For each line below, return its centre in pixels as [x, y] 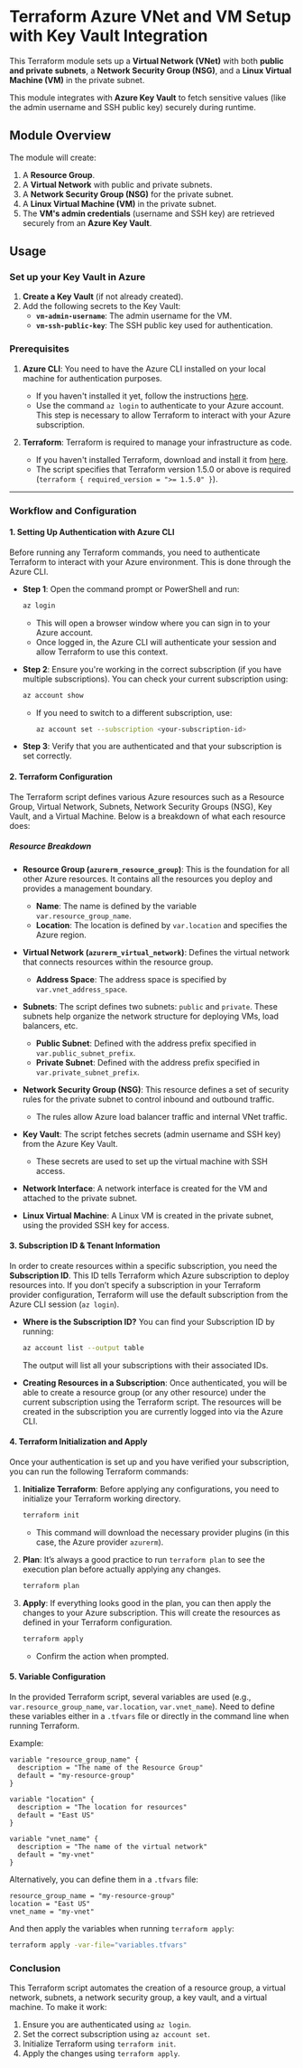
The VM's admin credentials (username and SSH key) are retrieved [148, 213]
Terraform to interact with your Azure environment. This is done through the [150, 561]
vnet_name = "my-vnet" [52, 1912]
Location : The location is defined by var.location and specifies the [161, 925]
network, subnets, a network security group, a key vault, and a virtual [138, 1997]
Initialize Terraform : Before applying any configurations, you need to [151, 1489]
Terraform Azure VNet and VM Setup [150, 17]
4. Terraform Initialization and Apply [78, 1442]
